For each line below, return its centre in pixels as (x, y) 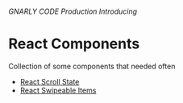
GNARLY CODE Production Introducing (73, 11)
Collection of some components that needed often (92, 66)
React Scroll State (50, 81)
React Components (74, 43)
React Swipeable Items (58, 90)
